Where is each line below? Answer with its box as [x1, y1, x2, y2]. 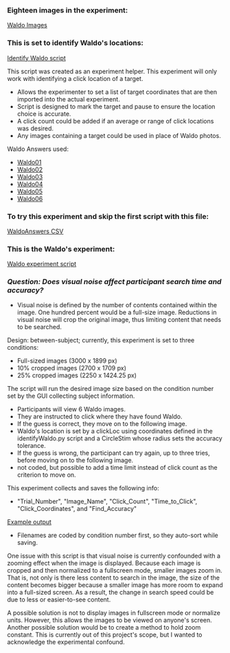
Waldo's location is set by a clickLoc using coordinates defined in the [16, 427, 213, 436]
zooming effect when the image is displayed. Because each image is [7, 559, 201, 567]
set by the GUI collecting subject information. [7, 392, 135, 400]
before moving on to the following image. [16, 456, 134, 464]
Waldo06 [16, 194, 43, 202]
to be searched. [16, 323, 62, 331]
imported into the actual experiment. [16, 95, 120, 103]
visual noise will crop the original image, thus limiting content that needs [16, 316, 222, 324]
